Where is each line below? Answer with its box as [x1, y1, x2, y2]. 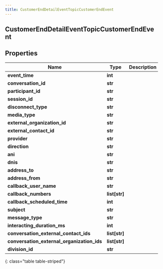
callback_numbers [7, 190, 51, 197]
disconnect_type [7, 103, 48, 110]
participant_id [7, 88, 40, 94]
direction [7, 143, 29, 150]
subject [7, 206, 26, 213]
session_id [7, 95, 33, 102]
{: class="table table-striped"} [5, 258, 65, 264]
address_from [7, 175, 40, 181]
